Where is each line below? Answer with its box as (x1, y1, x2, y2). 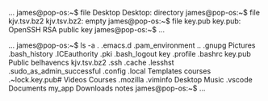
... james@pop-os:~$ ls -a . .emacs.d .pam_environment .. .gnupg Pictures (8, 40, 256, 50)
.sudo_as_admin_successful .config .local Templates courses (8, 66, 211, 76)
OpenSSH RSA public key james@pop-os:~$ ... (8, 25, 165, 34)
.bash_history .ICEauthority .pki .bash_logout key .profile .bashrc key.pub (8, 49, 252, 58)
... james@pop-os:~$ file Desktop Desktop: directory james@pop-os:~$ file (8, 8, 261, 17)
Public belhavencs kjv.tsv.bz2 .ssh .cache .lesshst (8, 57, 175, 67)
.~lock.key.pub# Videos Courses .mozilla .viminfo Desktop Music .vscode (8, 75, 253, 84)
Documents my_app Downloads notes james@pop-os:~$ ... (8, 83, 206, 93)
